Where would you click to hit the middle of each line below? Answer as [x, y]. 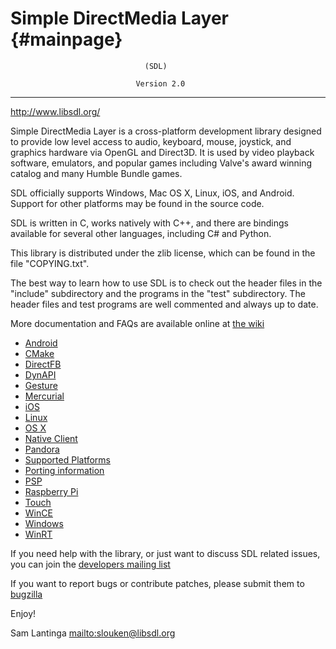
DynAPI [40, 374]
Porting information [64, 470]
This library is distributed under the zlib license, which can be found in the [163, 253]
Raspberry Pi [51, 491]
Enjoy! [23, 613]
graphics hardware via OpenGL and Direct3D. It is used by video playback [162, 152]
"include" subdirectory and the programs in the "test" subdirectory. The [158, 293]
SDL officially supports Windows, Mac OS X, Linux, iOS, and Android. [152, 193]
